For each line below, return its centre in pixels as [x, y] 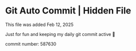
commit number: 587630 [31, 44]
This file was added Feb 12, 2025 [39, 24]
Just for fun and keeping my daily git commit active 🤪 [60, 34]
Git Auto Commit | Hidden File [68, 11]
